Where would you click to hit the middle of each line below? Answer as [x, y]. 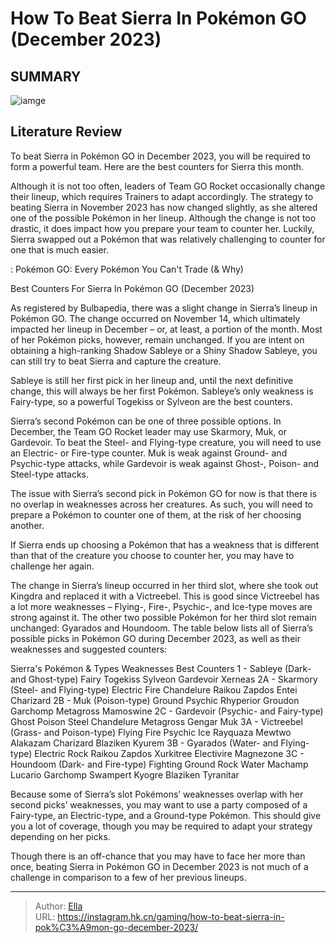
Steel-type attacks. [50, 474]
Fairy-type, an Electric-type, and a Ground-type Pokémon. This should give [166, 815]
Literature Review [66, 132]
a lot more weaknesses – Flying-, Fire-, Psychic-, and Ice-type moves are [161, 606]
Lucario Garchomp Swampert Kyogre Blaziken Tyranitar [125, 774]
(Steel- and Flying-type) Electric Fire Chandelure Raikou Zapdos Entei [154, 689]
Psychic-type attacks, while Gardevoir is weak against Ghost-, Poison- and [165, 463]
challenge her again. [52, 566]
